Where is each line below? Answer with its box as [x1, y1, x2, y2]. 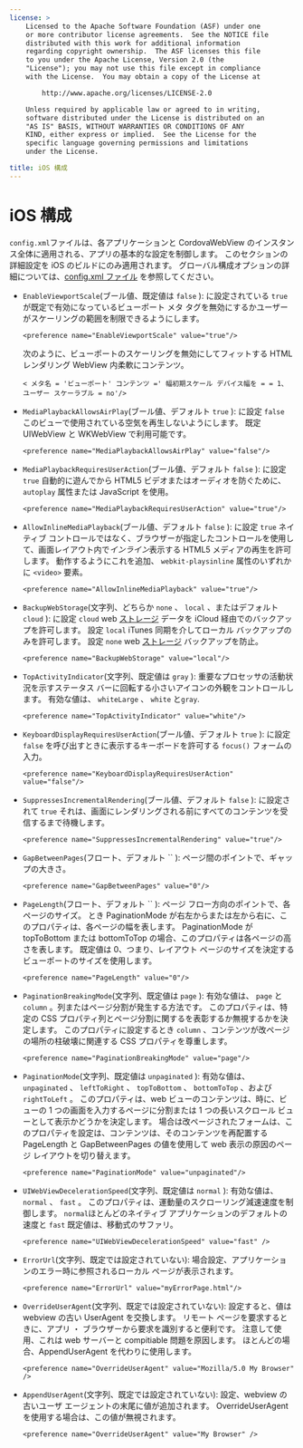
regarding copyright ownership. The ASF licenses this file [25, 47, 260, 56]
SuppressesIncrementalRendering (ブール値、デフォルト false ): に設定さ [22, 794, 291, 805]
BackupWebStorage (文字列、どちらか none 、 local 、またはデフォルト [22, 602, 279, 613]
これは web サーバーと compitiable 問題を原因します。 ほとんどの [38, 1334, 283, 1346]
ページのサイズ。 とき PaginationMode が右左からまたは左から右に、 [22, 910, 280, 921]
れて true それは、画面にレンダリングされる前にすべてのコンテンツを [22, 806, 280, 816]
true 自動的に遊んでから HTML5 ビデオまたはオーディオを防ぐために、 [22, 475, 287, 486]
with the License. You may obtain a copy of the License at [25, 72, 260, 82]
